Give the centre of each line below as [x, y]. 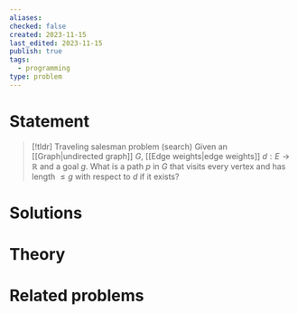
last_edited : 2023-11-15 [56, 43]
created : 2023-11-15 [48, 34]
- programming [44, 69]
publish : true [36, 52]
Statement [50, 121]
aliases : [26, 18]
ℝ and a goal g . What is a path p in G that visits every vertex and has [158, 166]
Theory [37, 255]
